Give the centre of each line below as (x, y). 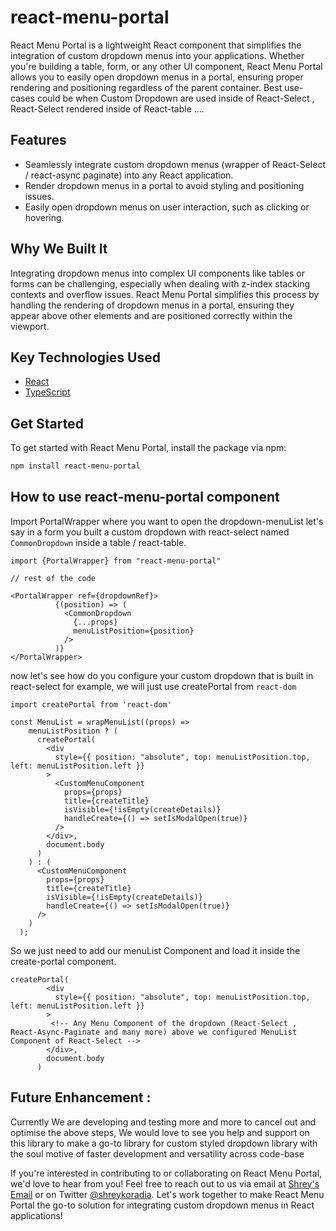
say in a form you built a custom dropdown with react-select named (150, 532)
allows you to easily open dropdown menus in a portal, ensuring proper (157, 77)
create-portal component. (63, 961)
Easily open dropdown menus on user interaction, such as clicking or (167, 207)
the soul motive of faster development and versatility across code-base (157, 1153)
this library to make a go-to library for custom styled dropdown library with (164, 1143)
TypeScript (47, 392)
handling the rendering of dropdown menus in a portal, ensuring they (152, 305)
